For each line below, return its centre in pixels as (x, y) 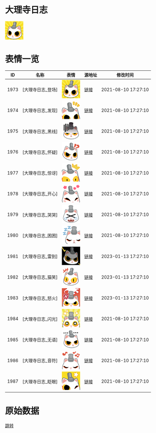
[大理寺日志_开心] (40, 194)
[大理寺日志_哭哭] (40, 215)
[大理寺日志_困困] (40, 236)
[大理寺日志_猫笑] (40, 277)
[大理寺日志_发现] (40, 110)
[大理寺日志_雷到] (40, 257)
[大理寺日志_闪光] (40, 319)
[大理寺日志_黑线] (40, 131)
